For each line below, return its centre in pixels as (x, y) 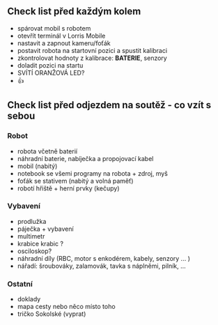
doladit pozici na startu (50, 65)
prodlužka (32, 221)
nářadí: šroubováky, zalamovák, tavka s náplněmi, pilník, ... (101, 266)
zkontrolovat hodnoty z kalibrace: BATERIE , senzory (92, 58)
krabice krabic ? (40, 243)
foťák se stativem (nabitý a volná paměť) (75, 181)
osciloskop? (34, 251)
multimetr (31, 236)
